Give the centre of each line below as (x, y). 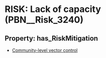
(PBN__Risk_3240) (44, 20)
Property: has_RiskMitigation (51, 38)
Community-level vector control (45, 50)
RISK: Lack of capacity (53, 9)
